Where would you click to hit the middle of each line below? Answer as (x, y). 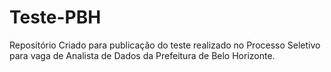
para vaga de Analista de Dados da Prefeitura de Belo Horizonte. (142, 55)
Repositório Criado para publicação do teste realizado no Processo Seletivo (165, 45)
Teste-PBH (55, 17)
